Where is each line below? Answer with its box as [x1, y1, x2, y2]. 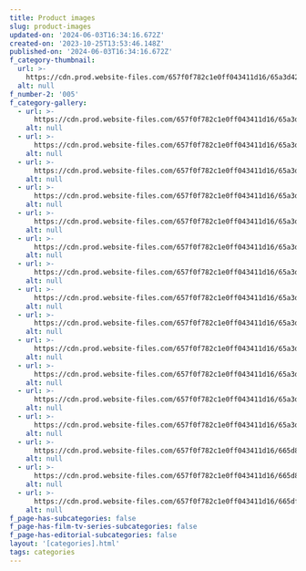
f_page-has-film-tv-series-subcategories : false [9, 522, 198, 532]
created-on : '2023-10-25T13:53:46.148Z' [9, 38, 166, 48]
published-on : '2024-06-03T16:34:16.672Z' [9, 47, 173, 57]
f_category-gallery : [9, 98, 88, 108]
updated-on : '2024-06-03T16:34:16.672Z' [9, 30, 166, 39]
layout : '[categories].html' [9, 539, 120, 548]
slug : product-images [9, 22, 92, 31]
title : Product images [9, 13, 96, 23]
